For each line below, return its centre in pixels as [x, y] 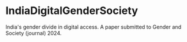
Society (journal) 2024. [34, 33]
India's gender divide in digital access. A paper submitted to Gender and [93, 27]
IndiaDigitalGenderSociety [72, 11]
